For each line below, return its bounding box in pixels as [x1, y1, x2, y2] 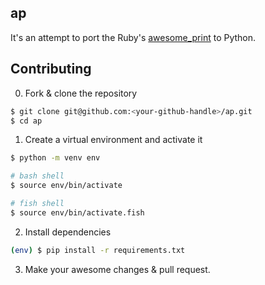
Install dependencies [24, 226, 112, 238]
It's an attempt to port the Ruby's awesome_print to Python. [10, 31, 257, 43]
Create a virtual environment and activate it [24, 134, 203, 146]
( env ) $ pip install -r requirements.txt [10, 245, 186, 255]
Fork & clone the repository [24, 87, 138, 99]
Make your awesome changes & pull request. [24, 263, 211, 275]
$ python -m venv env [10, 153, 101, 163]
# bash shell [10, 171, 65, 181]
